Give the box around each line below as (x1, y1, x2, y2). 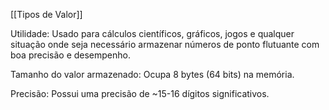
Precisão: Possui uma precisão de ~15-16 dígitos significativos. (10, 88, 270, 99)
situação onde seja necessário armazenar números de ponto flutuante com (10, 39, 320, 50)
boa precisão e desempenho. (10, 49, 132, 61)
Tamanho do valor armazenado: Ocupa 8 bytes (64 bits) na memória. (10, 69, 295, 80)
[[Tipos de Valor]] (10, 9, 83, 20)
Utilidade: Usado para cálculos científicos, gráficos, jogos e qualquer (10, 28, 295, 39)
